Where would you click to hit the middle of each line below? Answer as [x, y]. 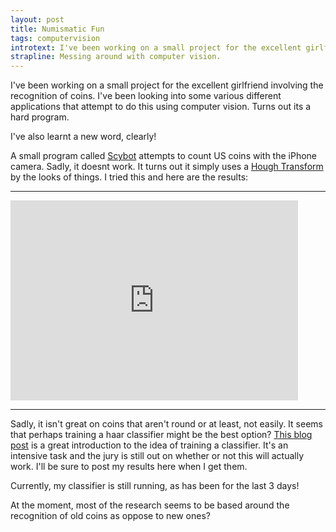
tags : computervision [55, 38]
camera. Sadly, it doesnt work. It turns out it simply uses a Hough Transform [167, 167]
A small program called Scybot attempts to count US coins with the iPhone [163, 156]
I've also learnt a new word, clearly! [83, 137]
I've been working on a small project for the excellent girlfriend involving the [167, 85]
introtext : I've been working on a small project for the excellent [156, 47]
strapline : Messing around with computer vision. [116, 57]
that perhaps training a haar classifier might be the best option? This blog [161, 435]
